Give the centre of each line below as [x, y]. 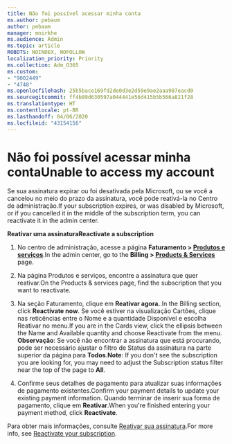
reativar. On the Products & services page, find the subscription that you [119, 283]
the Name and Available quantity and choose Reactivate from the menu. [119, 333]
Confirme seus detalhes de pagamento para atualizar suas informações [119, 383]
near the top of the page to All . [61, 370]
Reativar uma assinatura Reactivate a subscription [81, 234]
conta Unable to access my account [111, 172]
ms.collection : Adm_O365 [43, 65]
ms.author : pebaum [34, 20]
